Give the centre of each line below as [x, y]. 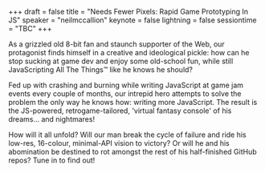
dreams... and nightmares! [51, 119]
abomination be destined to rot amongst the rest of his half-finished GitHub [132, 152]
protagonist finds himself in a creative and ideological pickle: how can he [129, 52]
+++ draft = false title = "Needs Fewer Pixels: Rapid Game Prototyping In [128, 12]
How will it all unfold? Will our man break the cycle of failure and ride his [127, 135]
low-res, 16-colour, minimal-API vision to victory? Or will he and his [119, 143]
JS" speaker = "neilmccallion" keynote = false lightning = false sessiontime [132, 20]
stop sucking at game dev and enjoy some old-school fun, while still [121, 61]
